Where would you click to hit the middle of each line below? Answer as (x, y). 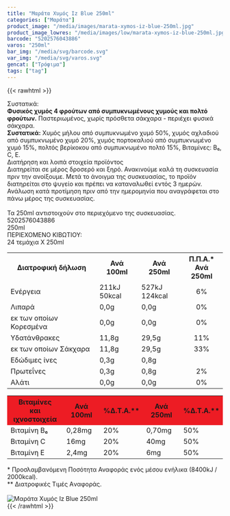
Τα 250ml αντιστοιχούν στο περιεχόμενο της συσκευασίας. (91, 212)
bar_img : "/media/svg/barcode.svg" (58, 52)
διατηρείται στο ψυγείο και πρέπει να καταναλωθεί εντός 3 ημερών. (105, 184)
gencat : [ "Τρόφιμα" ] (37, 64)
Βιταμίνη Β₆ (29, 430)
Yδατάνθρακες (35, 338)
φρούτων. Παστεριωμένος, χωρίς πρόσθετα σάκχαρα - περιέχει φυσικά (110, 118)
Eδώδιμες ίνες (34, 360)
